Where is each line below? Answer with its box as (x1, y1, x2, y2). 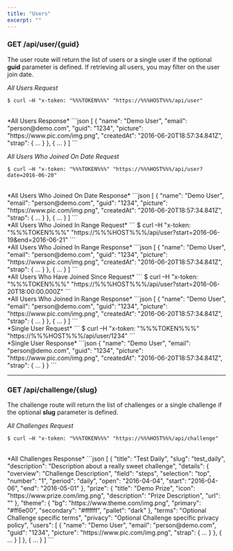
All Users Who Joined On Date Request (7, 152, 119, 161)
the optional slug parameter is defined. (7, 408, 119, 417)
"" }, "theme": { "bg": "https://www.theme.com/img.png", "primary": (7, 499, 201, 507)
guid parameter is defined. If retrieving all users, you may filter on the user (7, 63, 221, 71)
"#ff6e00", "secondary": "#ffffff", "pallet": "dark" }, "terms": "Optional (7, 507, 207, 515)
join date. (7, 70, 34, 79)
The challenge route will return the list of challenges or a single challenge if (7, 401, 222, 409)
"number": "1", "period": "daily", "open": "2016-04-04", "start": (7, 477, 187, 485)
